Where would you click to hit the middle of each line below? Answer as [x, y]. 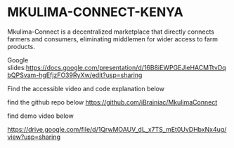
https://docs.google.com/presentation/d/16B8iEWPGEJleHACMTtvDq [126, 67]
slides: [17, 67]
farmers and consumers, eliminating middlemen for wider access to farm [113, 39]
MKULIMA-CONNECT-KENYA [96, 12]
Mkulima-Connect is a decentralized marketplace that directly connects [111, 32]
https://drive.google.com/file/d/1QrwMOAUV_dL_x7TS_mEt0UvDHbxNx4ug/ [117, 129]
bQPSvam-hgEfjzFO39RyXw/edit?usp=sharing [75, 75]
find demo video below [40, 116]
